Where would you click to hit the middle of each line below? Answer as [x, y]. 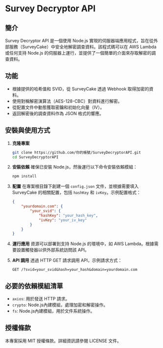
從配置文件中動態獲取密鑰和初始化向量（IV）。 [58, 107]
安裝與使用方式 [28, 130]
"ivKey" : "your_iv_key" [63, 220]
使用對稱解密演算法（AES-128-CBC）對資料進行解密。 [67, 101]
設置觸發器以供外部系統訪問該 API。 [53, 250]
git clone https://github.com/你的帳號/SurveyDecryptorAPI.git [76, 152]
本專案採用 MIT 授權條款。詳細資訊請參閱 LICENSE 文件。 [63, 341]
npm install [24, 176]
